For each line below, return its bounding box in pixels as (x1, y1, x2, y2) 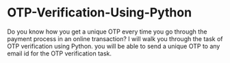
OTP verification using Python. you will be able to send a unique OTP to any (7, 42, 220, 50)
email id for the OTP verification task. (7, 49, 112, 58)
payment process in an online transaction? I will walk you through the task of (7, 34, 224, 42)
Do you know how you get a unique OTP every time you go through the (7, 27, 207, 36)
